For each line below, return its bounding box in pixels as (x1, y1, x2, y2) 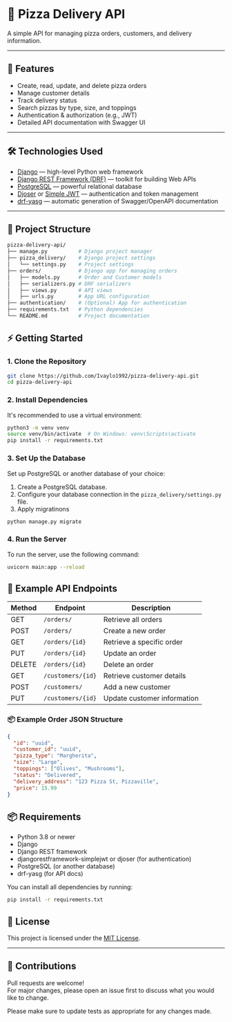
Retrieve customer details (103, 671, 186, 681)
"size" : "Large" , (13, 759, 64, 766)
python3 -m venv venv (7, 424, 70, 431)
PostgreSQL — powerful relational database (17, 182, 142, 190)
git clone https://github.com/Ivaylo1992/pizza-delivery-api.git (7, 372, 199, 379)
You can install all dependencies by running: (7, 883, 133, 891)
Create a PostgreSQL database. (17, 482, 108, 491)
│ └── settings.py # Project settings (7, 261, 135, 268)
